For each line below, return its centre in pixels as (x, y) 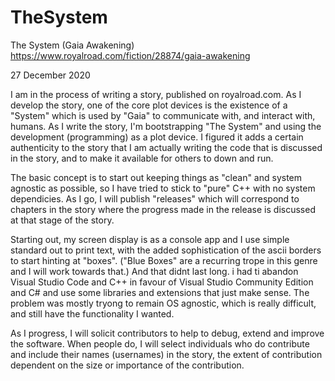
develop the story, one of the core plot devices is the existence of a (149, 105)
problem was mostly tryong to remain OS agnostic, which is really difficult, (163, 303)
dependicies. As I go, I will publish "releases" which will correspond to (155, 198)
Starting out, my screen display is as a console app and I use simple (150, 239)
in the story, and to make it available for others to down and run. (142, 158)
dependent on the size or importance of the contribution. (127, 365)
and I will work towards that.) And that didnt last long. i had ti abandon (154, 271)
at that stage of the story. (62, 220)
